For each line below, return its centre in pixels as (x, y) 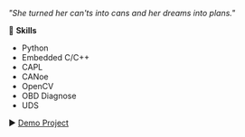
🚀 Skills (23, 30)
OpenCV (38, 86)
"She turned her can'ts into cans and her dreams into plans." (122, 13)
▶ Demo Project (39, 123)
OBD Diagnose (49, 96)
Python (35, 48)
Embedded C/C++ (56, 57)
